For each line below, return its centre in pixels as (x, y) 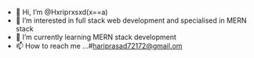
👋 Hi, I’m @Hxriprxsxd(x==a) (62, 12)
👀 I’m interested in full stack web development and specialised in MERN (131, 20)
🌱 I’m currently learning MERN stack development (96, 37)
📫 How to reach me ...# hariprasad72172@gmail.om (99, 46)
